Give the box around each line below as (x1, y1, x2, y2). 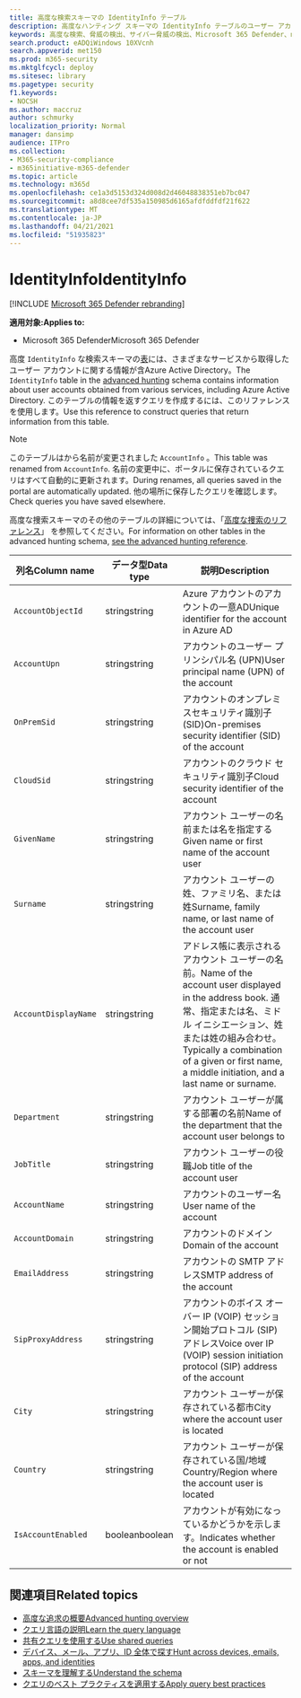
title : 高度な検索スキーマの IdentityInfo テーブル (9, 13, 187, 22)
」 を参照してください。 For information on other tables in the (39, 526, 266, 537)
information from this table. (9, 417, 110, 427)
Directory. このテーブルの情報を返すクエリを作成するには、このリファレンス (9, 395, 290, 406)
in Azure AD (182, 624, 233, 637)
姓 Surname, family (182, 901, 261, 913)
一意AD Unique (218, 601, 279, 613)
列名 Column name (15, 565, 95, 577)
